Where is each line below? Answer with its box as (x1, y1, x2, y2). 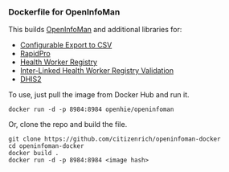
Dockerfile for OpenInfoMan (8, 6, 121, 18)
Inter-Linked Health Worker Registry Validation (19, 66, 174, 76)
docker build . (8, 149, 59, 158)
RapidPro (19, 49, 51, 59)
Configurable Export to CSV (19, 40, 112, 50)
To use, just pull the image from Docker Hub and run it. (8, 90, 190, 100)
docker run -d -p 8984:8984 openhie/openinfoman (8, 105, 174, 114)
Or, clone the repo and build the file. (8, 120, 128, 129)
